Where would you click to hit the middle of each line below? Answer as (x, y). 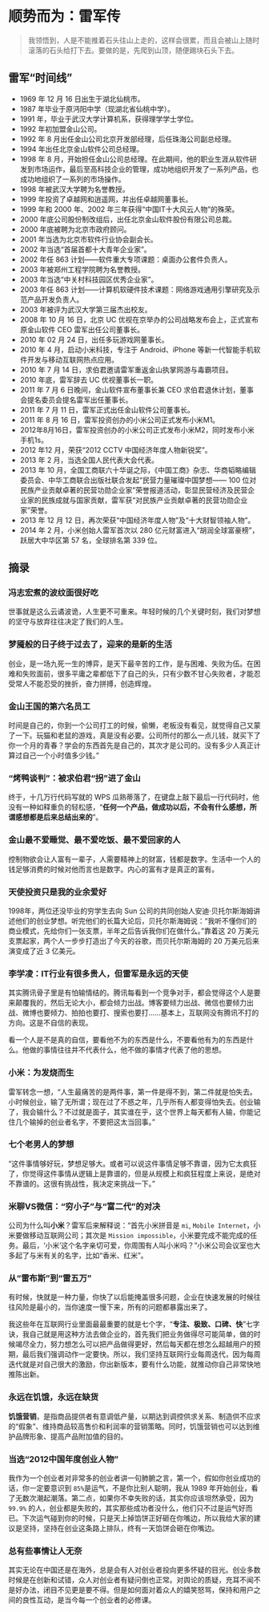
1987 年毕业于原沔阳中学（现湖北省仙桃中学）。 (97, 108)
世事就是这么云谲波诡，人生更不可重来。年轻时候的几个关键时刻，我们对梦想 (134, 611)
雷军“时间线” (40, 78)
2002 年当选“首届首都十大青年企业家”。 (85, 249)
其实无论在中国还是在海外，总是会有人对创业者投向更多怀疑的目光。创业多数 (134, 1570)
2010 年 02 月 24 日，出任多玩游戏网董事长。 (94, 339)
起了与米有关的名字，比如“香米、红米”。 (81, 1256)
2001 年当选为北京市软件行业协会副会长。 (88, 239)
